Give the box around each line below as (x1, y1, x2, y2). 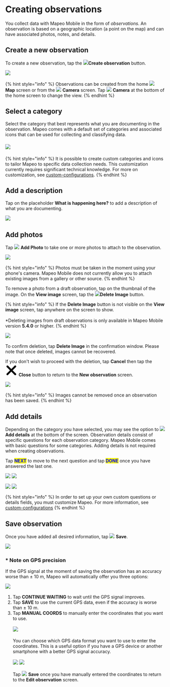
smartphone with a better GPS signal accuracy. (12, 648, 111, 655)
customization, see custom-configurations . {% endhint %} (5, 172, 127, 178)
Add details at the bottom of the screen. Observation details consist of (5, 432, 153, 438)
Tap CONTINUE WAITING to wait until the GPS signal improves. (12, 594, 146, 600)
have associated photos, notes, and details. (5, 31, 96, 37)
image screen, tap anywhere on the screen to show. (5, 307, 114, 313)
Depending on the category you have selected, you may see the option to (5, 427, 159, 433)
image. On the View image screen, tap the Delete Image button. (5, 291, 145, 298)
